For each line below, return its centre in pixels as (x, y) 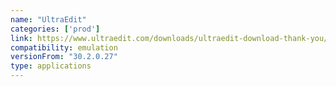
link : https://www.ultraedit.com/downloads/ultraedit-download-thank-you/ (169, 38)
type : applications (51, 66)
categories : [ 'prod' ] (55, 29)
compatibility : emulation (64, 47)
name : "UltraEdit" (48, 19)
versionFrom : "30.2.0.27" (64, 57)
